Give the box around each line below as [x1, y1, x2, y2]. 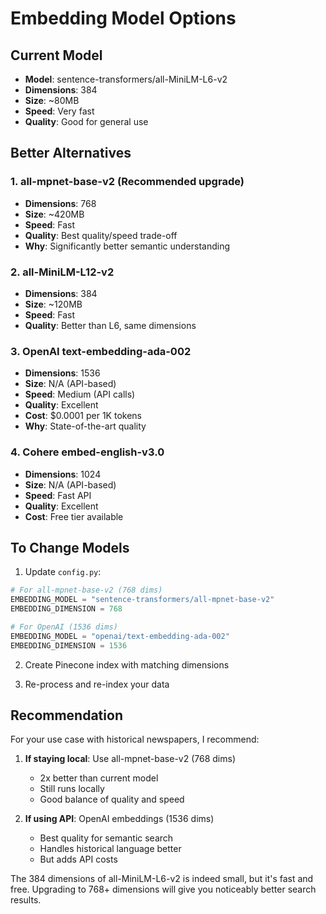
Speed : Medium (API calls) [24, 388, 136, 401]
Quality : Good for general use [24, 116, 149, 127]
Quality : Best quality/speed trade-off [24, 229, 178, 241]
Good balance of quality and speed [39, 793, 185, 806]
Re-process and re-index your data [24, 678, 170, 690]
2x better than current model [39, 772, 159, 784]
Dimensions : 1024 [24, 468, 102, 480]
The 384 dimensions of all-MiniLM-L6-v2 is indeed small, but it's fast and [10, 873, 314, 885]
